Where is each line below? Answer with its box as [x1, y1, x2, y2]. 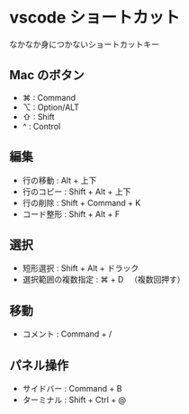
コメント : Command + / [22, 328, 112, 339]
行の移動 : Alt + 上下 [22, 175, 97, 185]
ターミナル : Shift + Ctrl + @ [22, 394, 127, 405]
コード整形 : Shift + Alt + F [22, 208, 121, 220]
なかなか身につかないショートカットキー [9, 39, 159, 49]
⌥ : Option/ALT [22, 102, 79, 112]
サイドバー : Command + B [22, 383, 122, 393]
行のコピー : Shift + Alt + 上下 [22, 185, 131, 197]
